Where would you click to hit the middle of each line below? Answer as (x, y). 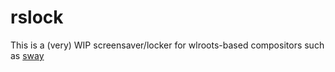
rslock (37, 17)
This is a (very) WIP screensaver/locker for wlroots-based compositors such (167, 45)
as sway (27, 55)
